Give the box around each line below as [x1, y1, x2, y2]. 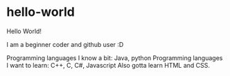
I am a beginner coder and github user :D [6, 40, 124, 48]
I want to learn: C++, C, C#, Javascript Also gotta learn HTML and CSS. [6, 61, 211, 69]
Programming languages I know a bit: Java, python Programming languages [6, 53, 223, 62]
